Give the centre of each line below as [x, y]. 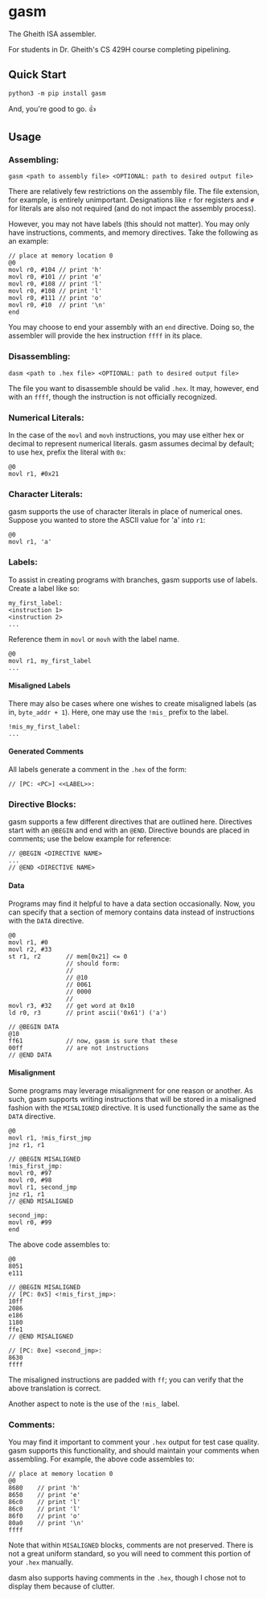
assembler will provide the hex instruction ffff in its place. [105, 335]
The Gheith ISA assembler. [52, 34]
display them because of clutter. [62, 1586]
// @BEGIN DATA [34, 1027]
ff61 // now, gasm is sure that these [93, 1041]
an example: [29, 241]
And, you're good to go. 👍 [52, 109]
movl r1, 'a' [30, 542]
